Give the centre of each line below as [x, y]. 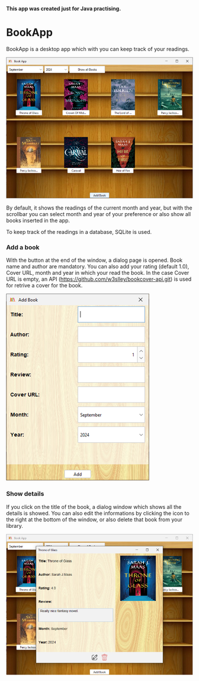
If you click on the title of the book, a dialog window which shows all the [94, 506]
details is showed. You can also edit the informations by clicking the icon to [98, 513]
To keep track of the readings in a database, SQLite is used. [79, 232]
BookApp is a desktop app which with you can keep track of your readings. [98, 49]
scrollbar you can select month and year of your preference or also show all [99, 214]
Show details [25, 494]
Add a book [23, 248]
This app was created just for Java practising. [64, 9]
